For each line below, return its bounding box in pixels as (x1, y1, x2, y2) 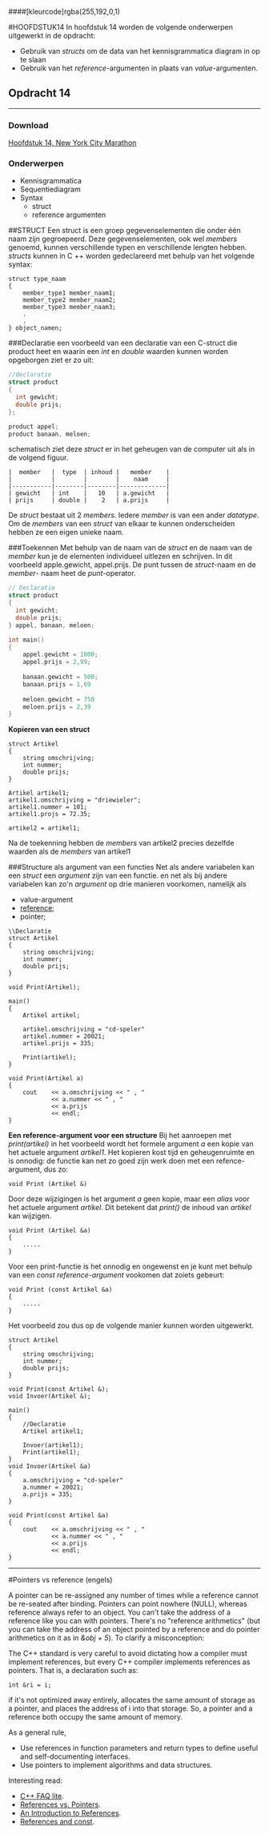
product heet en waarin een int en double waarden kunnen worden (8, 347, 229, 356)
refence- (215, 1156, 246, 1166)
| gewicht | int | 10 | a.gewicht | (8, 489, 171, 497)
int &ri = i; (8, 1681, 52, 1689)
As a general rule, (8, 1727, 66, 1737)
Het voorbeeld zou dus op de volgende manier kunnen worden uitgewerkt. (8, 1321, 255, 1330)
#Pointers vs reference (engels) (8, 1575, 113, 1585)
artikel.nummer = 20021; (22, 1032, 106, 1040)
